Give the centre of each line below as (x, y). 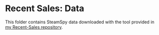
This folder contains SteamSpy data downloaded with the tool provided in (80, 22)
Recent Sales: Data (45, 9)
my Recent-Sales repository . (34, 27)
